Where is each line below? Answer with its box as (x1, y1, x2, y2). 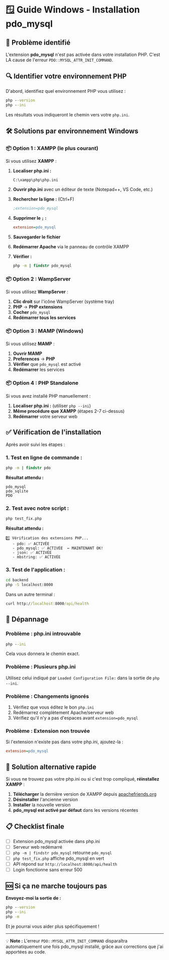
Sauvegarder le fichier (13, 234, 61, 240)
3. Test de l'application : (6, 566, 66, 573)
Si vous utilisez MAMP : (6, 341, 55, 347)
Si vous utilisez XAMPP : (6, 158, 57, 164)
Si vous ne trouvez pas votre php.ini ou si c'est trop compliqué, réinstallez (6, 776, 159, 782)
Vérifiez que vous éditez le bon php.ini (13, 704, 94, 710)
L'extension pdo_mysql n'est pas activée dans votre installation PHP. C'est (6, 51, 160, 57)
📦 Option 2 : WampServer (6, 275, 71, 282)
